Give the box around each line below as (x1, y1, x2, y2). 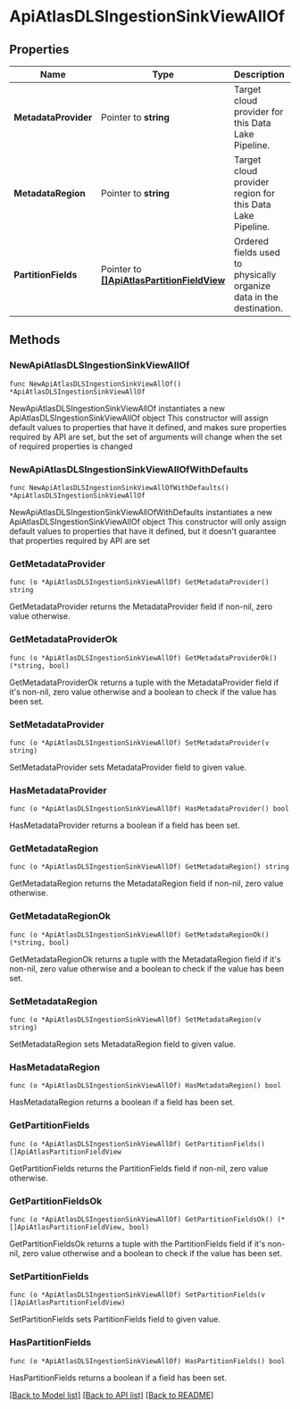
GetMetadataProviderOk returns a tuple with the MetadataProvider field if (9, 677, 279, 688)
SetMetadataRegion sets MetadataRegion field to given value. (9, 1038, 237, 1050)
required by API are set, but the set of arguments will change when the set (9, 431, 283, 442)
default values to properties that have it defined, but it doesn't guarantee (9, 525, 277, 537)
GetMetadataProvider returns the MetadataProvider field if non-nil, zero (9, 601, 273, 613)
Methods (9, 332, 61, 347)
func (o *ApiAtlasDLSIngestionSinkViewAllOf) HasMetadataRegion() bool (9, 1081, 281, 1090)
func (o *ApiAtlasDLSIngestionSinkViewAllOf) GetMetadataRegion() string (9, 863, 290, 871)
